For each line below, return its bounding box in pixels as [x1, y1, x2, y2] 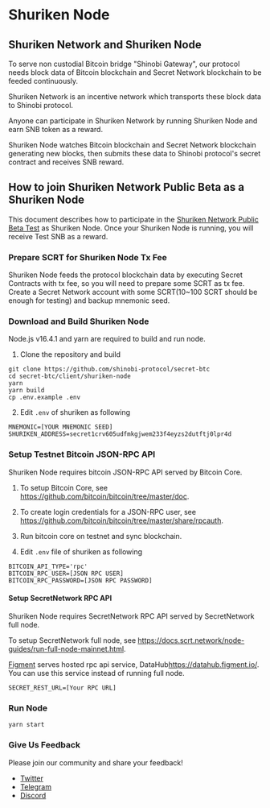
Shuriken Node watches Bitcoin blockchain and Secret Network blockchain [8, 140, 256, 150]
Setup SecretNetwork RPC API [8, 594, 112, 603]
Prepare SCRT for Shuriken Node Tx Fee [8, 251, 167, 263]
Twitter [19, 773, 44, 783]
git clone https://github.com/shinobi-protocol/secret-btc [8, 365, 211, 374]
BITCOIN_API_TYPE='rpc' [8, 562, 88, 570]
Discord [19, 790, 47, 800]
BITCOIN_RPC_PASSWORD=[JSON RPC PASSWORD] [8, 576, 153, 585]
